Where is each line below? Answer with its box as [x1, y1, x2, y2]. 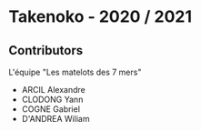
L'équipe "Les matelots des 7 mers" [8, 66, 142, 77]
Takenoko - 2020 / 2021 [8, 6, 193, 27]
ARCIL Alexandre [21, 85, 85, 95]
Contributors [8, 43, 84, 58]
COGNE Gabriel [21, 104, 81, 115]
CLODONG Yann [21, 94, 84, 105]
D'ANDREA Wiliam [21, 114, 90, 124]
